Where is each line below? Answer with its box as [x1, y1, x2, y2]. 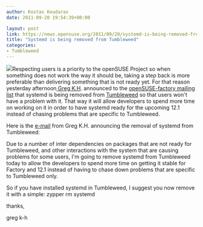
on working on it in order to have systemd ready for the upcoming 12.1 [6, 104, 180, 111]
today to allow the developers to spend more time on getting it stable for [6, 159, 186, 166]
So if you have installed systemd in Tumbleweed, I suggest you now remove [6, 184, 195, 191]
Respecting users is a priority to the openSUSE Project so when [12, 65, 171, 73]
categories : [6, 42, 36, 48]
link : [6, 31, 20, 37]
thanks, [6, 202, 25, 209]
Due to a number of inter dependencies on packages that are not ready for [6, 140, 192, 147]
